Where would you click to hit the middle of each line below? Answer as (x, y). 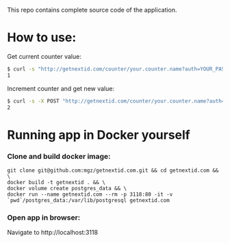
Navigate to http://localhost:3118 (52, 233)
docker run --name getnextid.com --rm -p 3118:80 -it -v (90, 194)
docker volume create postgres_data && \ (67, 188)
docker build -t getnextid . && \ (56, 182)
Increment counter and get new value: (61, 88)
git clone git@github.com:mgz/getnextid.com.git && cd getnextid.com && (113, 170)
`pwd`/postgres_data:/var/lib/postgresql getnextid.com (88, 200)
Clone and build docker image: (59, 156)
